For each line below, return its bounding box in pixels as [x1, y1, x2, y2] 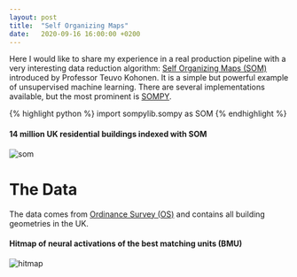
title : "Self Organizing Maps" [9, 21, 129, 30]
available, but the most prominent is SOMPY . [9, 91, 172, 102]
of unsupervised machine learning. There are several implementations [9, 81, 266, 93]
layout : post [9, 12, 58, 22]
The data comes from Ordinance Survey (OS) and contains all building [9, 209, 266, 219]
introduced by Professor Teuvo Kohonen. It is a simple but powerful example [9, 73, 289, 83]
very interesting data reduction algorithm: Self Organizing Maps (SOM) [9, 63, 268, 73]
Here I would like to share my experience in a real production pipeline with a [9, 54, 286, 65]
